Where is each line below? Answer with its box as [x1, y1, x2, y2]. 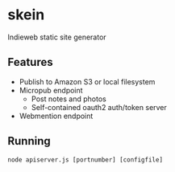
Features [7, 55, 53, 69]
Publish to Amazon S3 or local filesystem [19, 76, 156, 86]
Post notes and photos [31, 94, 106, 104]
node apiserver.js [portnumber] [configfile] [7, 155, 163, 164]
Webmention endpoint [19, 111, 94, 121]
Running [7, 134, 52, 148]
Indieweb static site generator [7, 32, 106, 42]
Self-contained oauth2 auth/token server [31, 102, 167, 112]
